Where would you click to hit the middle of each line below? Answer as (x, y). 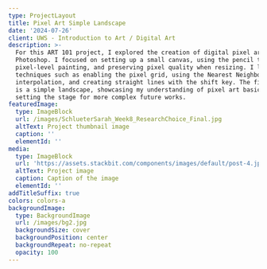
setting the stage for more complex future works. (101, 97)
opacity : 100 (37, 252)
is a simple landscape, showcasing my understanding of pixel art (128, 90)
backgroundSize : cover (53, 230)
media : (19, 149)
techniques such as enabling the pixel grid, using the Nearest (124, 75)
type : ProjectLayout (43, 16)
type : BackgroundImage (53, 216)
